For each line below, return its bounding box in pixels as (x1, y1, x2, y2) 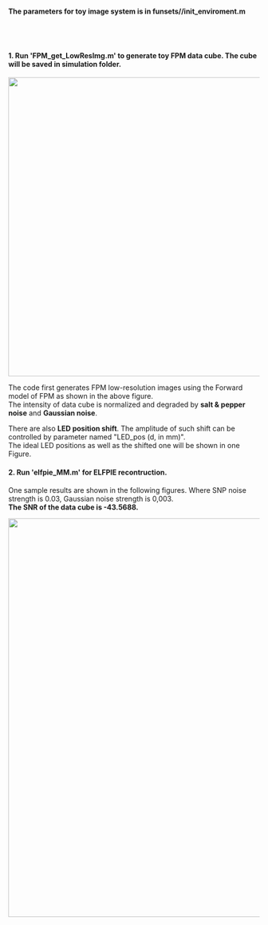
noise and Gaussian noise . (8, 408, 98, 418)
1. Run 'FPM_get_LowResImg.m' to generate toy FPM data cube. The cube (8, 50, 258, 60)
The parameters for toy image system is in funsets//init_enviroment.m (8, 6, 246, 16)
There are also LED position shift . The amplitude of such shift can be (8, 423, 235, 434)
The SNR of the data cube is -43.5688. (8, 502, 139, 512)
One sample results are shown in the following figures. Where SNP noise (8, 485, 247, 494)
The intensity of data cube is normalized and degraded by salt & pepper (8, 400, 246, 410)
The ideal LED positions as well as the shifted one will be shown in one (8, 441, 241, 451)
